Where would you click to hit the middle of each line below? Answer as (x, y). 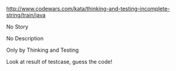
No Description (25, 38)
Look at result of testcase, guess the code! (59, 62)
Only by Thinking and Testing (43, 50)
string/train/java (26, 15)
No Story (17, 27)
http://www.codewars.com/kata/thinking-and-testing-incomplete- (88, 9)
